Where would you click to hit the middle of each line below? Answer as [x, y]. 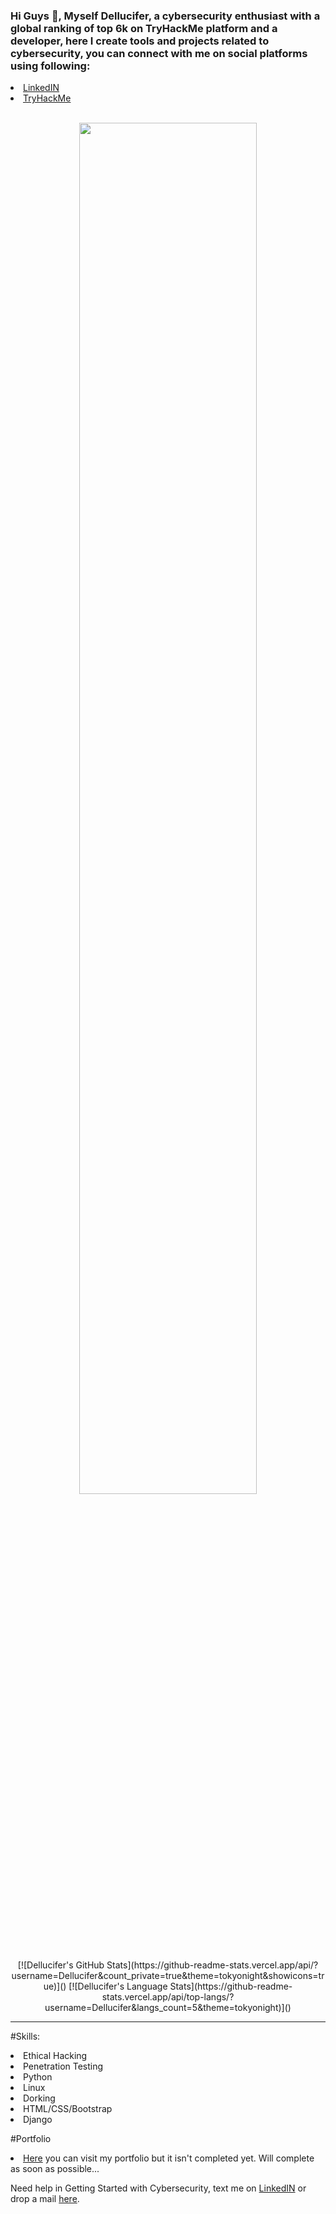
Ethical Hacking [55, 2056]
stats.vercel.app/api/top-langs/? [168, 1997]
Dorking [39, 2098]
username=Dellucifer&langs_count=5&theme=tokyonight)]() [168, 2008]
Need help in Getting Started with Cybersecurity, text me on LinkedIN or [158, 2188]
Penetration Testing [63, 2066]
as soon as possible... [55, 2169]
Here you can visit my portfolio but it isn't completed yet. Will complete [169, 2158]
